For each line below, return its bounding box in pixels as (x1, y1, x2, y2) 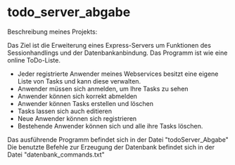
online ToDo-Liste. (7, 55, 61, 64)
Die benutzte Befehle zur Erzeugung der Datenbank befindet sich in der (7, 143, 215, 151)
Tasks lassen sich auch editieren (17, 107, 113, 115)
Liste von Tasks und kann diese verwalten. (17, 77, 141, 85)
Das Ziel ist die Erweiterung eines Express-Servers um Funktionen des (7, 41, 211, 49)
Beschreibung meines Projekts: (7, 27, 98, 36)
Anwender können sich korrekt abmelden (17, 92, 137, 100)
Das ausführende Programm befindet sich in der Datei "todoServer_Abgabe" (7, 135, 229, 144)
